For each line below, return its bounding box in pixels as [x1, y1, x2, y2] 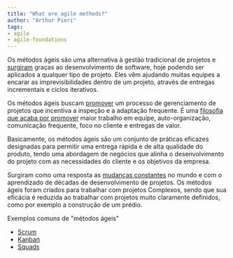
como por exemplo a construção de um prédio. [7, 201, 143, 209]
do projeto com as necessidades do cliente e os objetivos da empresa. [7, 157, 211, 165]
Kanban [17, 236, 41, 244]
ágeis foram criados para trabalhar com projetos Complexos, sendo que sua [7, 186, 227, 194]
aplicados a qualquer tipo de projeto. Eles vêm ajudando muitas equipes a [7, 71, 220, 79]
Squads [17, 243, 40, 251]
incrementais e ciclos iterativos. [7, 86, 99, 94]
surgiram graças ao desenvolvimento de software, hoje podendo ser [7, 63, 205, 72]
